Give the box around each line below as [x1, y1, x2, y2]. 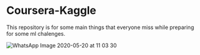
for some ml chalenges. [6, 30, 66, 37]
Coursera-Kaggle [6, 4, 96, 18]
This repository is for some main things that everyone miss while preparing [6, 24, 195, 31]
